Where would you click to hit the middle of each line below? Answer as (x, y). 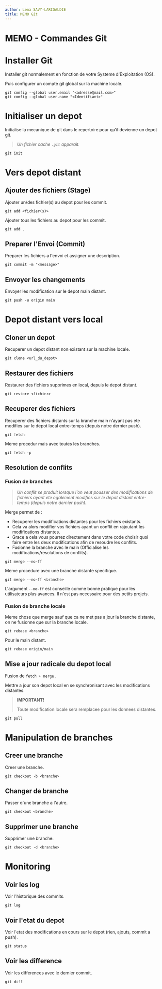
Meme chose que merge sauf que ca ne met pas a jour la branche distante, (80, 617)
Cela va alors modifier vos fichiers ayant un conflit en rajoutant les (78, 526)
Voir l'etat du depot (35, 920)
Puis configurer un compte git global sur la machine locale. (64, 83)
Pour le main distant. (25, 640)
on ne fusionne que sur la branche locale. (47, 622)
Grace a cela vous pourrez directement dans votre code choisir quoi (80, 537)
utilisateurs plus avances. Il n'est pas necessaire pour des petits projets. (77, 594)
